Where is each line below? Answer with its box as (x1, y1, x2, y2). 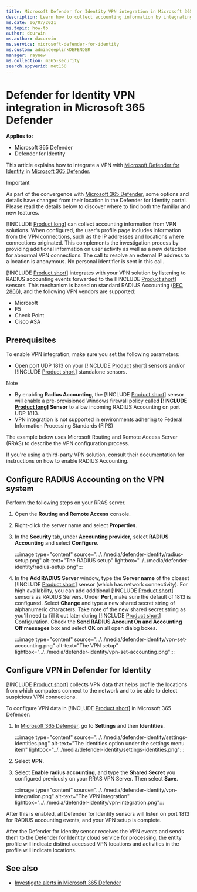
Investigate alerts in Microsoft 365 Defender (14, 879, 121, 886)
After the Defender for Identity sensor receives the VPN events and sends (6, 827, 185, 835)
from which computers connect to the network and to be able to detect (6, 687, 178, 694)
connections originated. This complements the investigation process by (6, 239, 179, 246)
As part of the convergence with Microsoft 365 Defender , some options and (6, 191, 189, 198)
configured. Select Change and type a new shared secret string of (14, 599, 175, 606)
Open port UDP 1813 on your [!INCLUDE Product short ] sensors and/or (14, 362, 185, 369)
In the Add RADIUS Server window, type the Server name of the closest (14, 574, 189, 581)
